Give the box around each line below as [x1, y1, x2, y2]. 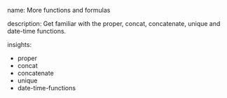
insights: [7, 41, 32, 48]
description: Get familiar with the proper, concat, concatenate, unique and [7, 20, 221, 27]
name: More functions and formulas [7, 6, 111, 14]
